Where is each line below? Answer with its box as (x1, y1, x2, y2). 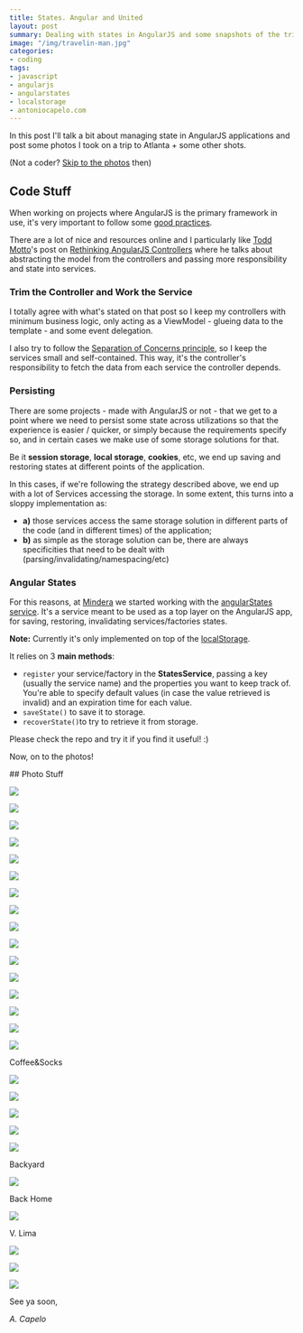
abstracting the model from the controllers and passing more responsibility (9, 254, 288, 264)
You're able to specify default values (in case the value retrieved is (22, 687, 271, 698)
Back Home (9, 1193, 52, 1204)
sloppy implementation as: (9, 497, 107, 508)
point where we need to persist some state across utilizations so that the (9, 414, 280, 425)
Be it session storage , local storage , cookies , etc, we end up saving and (9, 451, 281, 462)
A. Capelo (9, 1313, 47, 1324)
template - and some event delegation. (9, 326, 153, 337)
